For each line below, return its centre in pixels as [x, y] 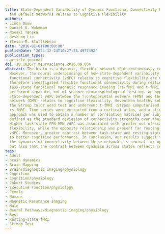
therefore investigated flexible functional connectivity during [78, 82]
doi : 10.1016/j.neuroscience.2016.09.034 [48, 64]
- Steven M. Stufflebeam [30, 42]
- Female [14, 192]
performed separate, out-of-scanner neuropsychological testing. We [81, 92]
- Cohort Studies [23, 183]
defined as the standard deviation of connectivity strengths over [80, 119]
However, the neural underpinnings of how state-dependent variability [84, 74]
